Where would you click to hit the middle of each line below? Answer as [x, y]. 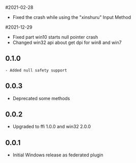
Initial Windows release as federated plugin [58, 155]
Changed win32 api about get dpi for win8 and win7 [67, 42]
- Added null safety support [36, 70]
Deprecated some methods [41, 98]
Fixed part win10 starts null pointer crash [55, 37]
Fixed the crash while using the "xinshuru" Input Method [72, 17]
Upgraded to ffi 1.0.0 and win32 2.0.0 [52, 127]
